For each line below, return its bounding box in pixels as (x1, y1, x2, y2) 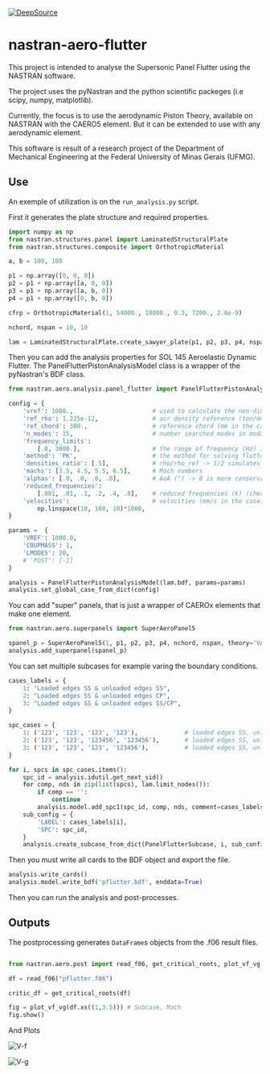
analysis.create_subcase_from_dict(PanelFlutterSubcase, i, (22, 841, 228, 849)
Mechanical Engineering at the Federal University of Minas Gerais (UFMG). (8, 151, 256, 161)
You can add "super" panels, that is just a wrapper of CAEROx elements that (8, 601, 261, 610)
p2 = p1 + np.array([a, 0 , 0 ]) (8, 279, 113, 287)
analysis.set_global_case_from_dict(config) (8, 586, 160, 594)
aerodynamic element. (8, 127, 83, 137)
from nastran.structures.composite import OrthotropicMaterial (8, 242, 225, 251)
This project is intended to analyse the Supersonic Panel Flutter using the (8, 62, 251, 72)
